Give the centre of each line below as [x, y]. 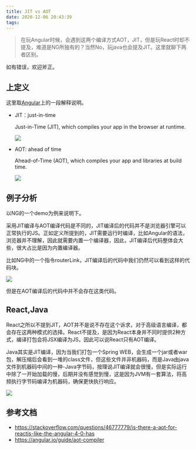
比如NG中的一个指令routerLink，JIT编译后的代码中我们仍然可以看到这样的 [95, 260]
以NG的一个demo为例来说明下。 [45, 213]
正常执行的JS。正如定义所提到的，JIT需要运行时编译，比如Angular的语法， [97, 233]
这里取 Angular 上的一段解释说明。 [46, 103]
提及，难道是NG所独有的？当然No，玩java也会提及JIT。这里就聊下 [101, 47]
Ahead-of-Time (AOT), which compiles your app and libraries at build [98, 161]
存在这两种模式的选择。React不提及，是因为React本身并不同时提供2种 [96, 332]
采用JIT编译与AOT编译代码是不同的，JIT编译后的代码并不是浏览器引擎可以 [96, 226]
